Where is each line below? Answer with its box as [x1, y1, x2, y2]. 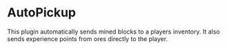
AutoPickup [7, 5, 77, 21]
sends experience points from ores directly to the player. [7, 34, 168, 42]
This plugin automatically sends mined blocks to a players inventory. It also [7, 27, 220, 36]
